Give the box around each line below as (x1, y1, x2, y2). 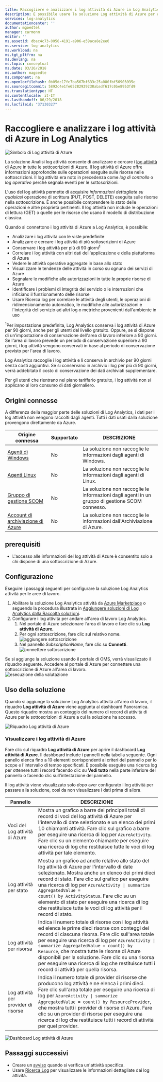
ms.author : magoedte (5, 71, 47, 75)
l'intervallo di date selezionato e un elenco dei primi (38, 819, 155, 826)
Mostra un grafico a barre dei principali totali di (38, 807, 145, 814)
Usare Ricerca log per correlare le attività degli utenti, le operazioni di (12, 296, 151, 302)
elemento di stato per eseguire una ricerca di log (38, 898, 149, 905)
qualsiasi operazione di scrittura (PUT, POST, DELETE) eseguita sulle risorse (5, 194, 158, 200)
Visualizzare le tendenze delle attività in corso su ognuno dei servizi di (12, 266, 153, 271)
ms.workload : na (5, 48, 38, 53)
